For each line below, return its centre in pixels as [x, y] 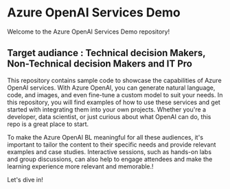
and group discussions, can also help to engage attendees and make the [110, 159]
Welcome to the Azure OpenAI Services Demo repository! [89, 32]
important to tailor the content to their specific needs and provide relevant [112, 144]
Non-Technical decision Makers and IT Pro [100, 64]
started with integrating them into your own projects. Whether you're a [107, 109]
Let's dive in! [25, 179]
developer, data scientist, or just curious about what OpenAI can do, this [109, 116]
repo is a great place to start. [48, 124]
